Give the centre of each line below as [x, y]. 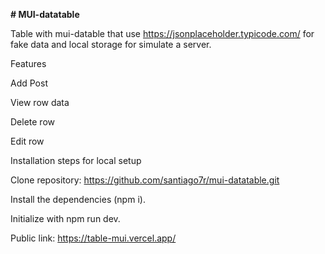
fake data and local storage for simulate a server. [111, 44]
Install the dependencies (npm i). [78, 199]
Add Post [29, 83]
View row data [40, 102]
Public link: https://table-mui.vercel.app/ [93, 238]
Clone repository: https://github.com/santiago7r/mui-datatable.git [145, 180]
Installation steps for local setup [76, 160]
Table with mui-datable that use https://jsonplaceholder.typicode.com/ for [162, 33]
